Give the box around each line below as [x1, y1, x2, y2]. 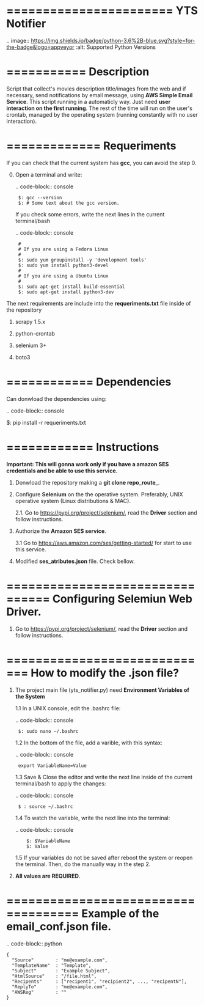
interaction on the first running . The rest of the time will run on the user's [6, 105, 192, 112]
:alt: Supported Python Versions [75, 43, 156, 51]
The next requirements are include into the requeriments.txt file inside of [6, 299, 191, 307]
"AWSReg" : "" [12, 989, 67, 995]
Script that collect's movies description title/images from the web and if [6, 85, 186, 92]
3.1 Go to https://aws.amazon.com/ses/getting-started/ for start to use [15, 539, 192, 546]
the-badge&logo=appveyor [6, 43, 75, 51]
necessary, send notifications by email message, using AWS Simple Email [6, 91, 193, 98]
